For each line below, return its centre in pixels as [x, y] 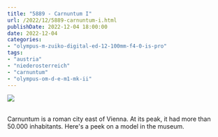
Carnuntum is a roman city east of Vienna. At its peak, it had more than [109, 119]
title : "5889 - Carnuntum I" [50, 14]
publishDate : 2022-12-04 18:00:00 [58, 27]
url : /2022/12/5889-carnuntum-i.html [62, 20]
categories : [24, 40]
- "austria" [24, 59]
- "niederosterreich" [39, 66]
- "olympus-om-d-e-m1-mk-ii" [50, 79]
